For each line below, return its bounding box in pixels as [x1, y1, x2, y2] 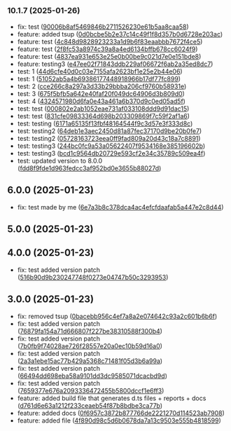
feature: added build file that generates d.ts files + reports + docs [17, 394, 206, 402]
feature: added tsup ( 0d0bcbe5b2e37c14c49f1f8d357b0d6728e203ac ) [17, 29, 223, 38]
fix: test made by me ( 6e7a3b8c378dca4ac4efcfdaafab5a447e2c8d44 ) [17, 203, 224, 211]
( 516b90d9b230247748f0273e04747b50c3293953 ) [17, 273, 169, 281]
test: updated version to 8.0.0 [17, 156, 103, 165]
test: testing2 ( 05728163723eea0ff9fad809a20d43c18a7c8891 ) [17, 134, 201, 142]
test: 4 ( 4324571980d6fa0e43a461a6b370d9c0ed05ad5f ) [17, 97, 185, 105]
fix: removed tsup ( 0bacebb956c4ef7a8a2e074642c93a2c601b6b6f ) [17, 312, 218, 320]
